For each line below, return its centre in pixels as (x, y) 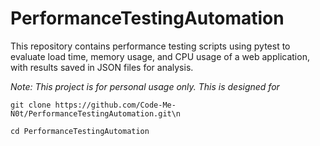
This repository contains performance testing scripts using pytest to (150, 46)
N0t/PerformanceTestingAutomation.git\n (96, 113)
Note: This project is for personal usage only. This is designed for (145, 86)
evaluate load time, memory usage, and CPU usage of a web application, (160, 56)
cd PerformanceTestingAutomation (80, 131)
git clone (31, 105)
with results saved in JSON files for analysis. (102, 67)
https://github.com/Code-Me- (115, 105)
